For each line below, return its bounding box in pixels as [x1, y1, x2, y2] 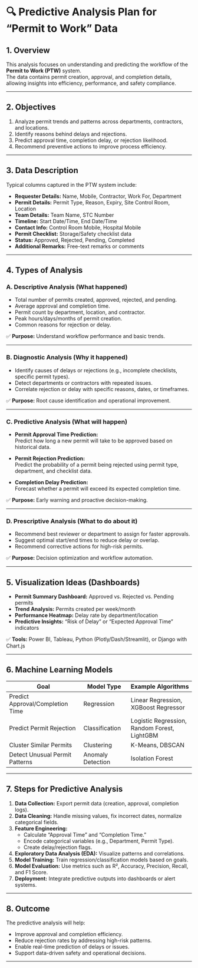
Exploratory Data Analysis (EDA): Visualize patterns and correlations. [14, 850, 185, 857]
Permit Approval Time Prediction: [14, 431, 98, 438]
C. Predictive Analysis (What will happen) [6, 417, 128, 425]
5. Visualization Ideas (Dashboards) [6, 577, 140, 587]
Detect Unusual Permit [9, 750, 72, 758]
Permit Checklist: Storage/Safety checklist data [14, 230, 131, 237]
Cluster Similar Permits [9, 741, 72, 749]
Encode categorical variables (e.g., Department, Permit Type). [23, 837, 174, 844]
